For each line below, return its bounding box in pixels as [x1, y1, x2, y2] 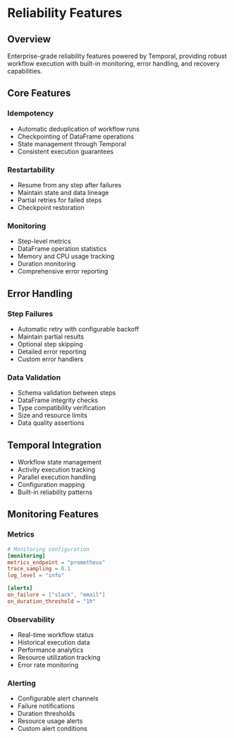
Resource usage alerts [17, 717, 83, 725]
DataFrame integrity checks [17, 396, 99, 404]
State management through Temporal [17, 139, 127, 148]
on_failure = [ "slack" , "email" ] [7, 592, 106, 599]
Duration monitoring [17, 259, 76, 268]
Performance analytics [17, 645, 84, 655]
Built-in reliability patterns [17, 488, 93, 496]
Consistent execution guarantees [17, 147, 114, 156]
